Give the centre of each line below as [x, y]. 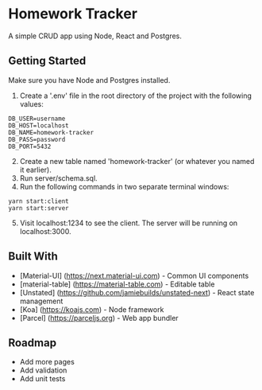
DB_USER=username [37, 119]
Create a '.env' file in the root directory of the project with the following [136, 96]
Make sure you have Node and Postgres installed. [89, 80]
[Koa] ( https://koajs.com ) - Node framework [92, 309]
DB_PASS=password [37, 139]
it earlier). [35, 170]
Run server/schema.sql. [58, 178]
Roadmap [33, 343]
